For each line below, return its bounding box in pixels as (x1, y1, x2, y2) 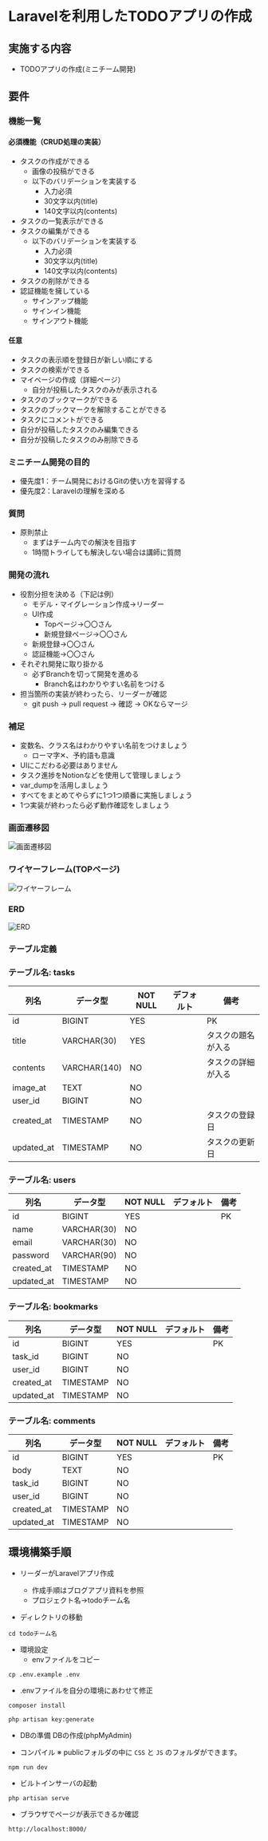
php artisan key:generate (8, 1715, 94, 1724)
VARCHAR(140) (61, 1062, 122, 1073)
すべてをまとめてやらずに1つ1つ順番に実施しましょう (19, 790, 193, 800)
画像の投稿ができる (31, 166, 96, 176)
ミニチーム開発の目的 (8, 456, 90, 468)
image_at (12, 1082, 46, 1093)
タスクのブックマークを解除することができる (19, 405, 167, 414)
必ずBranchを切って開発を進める (31, 669, 140, 678)
